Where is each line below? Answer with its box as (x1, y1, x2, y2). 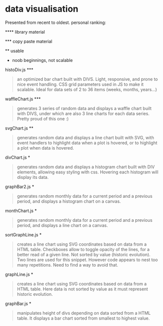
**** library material (5, 29, 45, 35)
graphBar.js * (5, 301, 32, 307)
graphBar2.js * (5, 184, 35, 190)
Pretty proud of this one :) (17, 115, 69, 121)
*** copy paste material (5, 38, 53, 44)
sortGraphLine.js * (5, 231, 42, 237)
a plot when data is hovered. (17, 145, 74, 151)
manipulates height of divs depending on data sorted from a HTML (17, 310, 151, 316)
